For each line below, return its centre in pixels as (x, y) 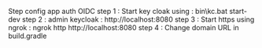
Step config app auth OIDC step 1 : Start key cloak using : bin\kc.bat (118, 11)
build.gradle (28, 36)
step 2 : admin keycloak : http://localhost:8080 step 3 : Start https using (138, 19)
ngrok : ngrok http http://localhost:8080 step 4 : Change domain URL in (124, 27)
